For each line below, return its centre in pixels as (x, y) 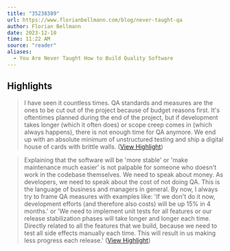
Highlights (30, 86)
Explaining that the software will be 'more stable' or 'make (106, 160)
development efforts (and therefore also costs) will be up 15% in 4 (117, 204)
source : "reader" (32, 45)
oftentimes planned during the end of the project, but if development (121, 117)
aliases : (20, 52)
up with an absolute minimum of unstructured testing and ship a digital (124, 139)
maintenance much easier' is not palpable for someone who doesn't (120, 167)
